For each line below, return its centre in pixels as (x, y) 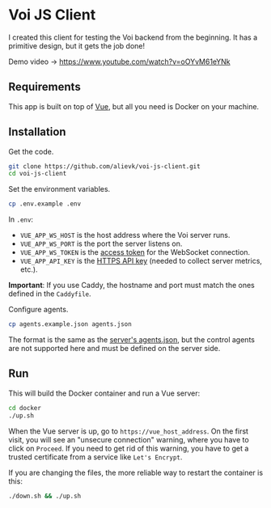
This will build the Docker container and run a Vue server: (104, 393)
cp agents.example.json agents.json (70, 324)
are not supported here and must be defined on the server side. (114, 349)
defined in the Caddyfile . (50, 294)
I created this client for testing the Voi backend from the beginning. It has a (133, 37)
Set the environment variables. (59, 189)
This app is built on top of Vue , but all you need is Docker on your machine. (134, 106)
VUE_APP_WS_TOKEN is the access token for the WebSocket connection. (135, 252)
